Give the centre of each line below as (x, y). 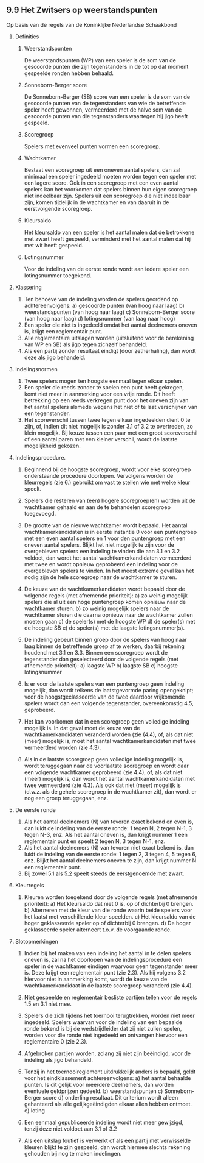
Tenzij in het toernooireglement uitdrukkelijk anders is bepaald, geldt (110, 1072)
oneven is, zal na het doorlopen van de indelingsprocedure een (103, 959)
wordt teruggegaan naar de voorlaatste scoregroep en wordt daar (107, 766)
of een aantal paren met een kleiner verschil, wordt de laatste (101, 439)
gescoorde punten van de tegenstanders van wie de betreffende (105, 103)
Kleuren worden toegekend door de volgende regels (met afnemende (111, 897)
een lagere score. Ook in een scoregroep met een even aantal (101, 183)
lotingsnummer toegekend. (58, 275)
